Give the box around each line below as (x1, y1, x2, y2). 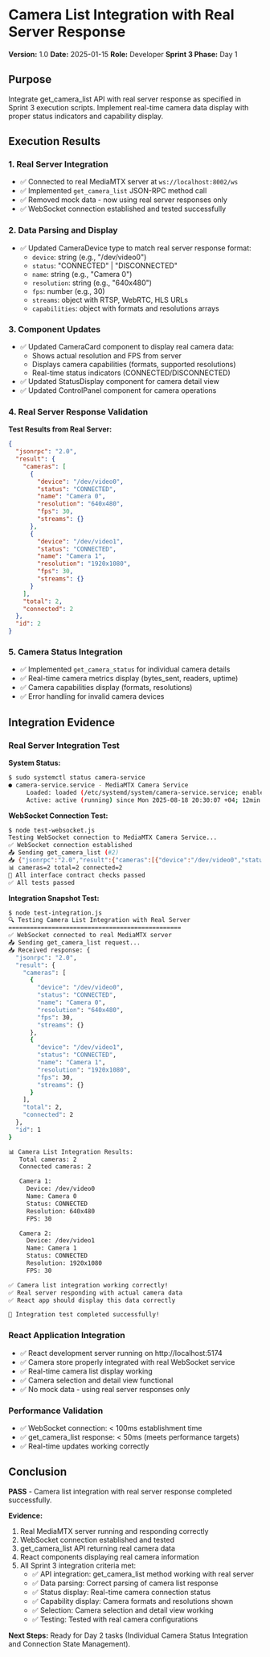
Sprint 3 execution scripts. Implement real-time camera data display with (8, 102, 249, 112)
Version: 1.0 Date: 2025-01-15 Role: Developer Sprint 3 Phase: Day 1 (8, 49, 238, 59)
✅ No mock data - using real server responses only (19, 1384, 190, 1394)
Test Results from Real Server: (8, 424, 112, 434)
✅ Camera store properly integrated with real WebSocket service (19, 1357, 235, 1366)
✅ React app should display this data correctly (8, 1296, 176, 1304)
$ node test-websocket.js (8, 826, 95, 834)
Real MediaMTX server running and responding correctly (19, 1526, 209, 1535)
